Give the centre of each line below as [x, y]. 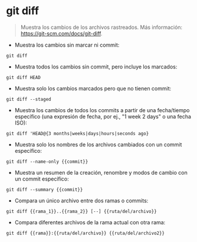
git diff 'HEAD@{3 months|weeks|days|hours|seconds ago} [78, 133]
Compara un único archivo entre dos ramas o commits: [81, 200]
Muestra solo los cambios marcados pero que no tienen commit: [93, 88]
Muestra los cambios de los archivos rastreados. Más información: [101, 27]
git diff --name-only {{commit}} [47, 161]
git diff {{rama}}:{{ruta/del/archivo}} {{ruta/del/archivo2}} [86, 233]
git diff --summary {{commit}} [45, 189]
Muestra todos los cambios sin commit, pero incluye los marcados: [96, 67]
